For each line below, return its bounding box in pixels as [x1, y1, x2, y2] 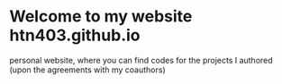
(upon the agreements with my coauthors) [9, 64, 166, 75]
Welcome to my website [9, 6, 193, 27]
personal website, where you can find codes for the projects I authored [9, 55, 273, 65]
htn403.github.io [9, 25, 141, 46]
